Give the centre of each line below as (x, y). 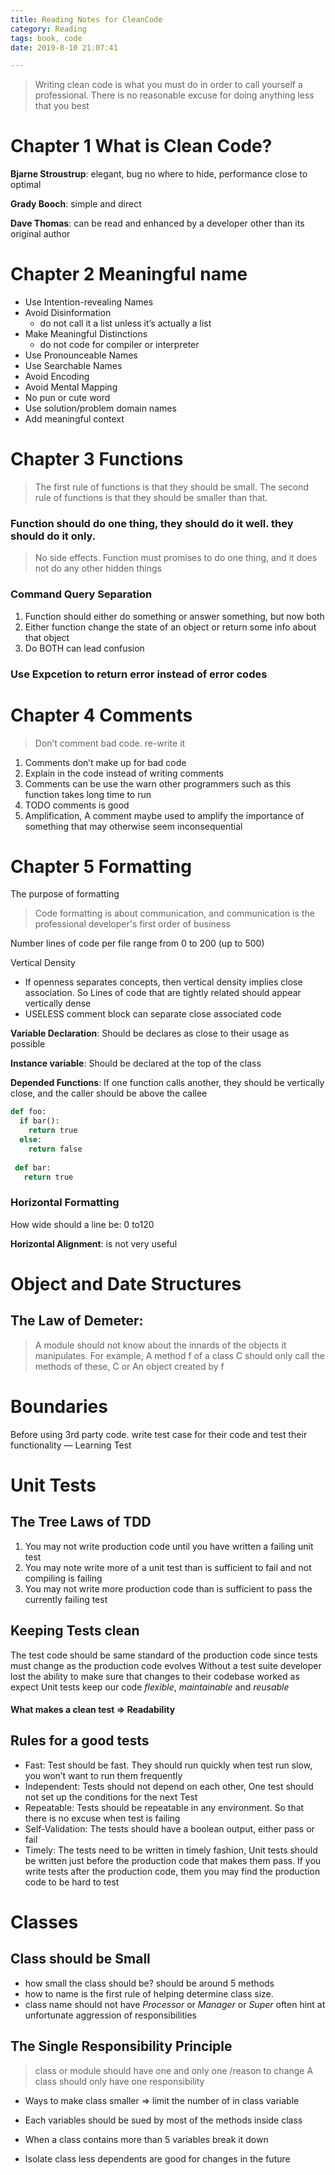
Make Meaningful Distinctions (86, 334)
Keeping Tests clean (75, 1631)
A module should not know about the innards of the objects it (160, 1345)
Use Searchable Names (73, 366)
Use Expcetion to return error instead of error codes (139, 674)
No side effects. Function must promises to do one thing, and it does (176, 558)
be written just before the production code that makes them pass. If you (173, 1860)
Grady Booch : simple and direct (76, 204)
